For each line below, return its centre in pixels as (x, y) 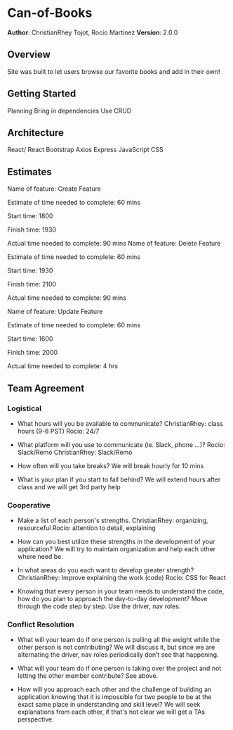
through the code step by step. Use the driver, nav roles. (99, 606)
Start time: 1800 (30, 216)
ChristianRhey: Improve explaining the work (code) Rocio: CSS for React (121, 578)
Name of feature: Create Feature (54, 189)
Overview (29, 55)
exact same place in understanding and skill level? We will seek (109, 705)
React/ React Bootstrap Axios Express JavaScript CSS (85, 150)
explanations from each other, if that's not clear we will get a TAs (111, 712)
